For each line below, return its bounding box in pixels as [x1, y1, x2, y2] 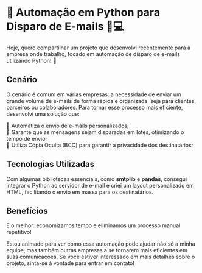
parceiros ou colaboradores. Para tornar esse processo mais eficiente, [6, 104, 183, 111]
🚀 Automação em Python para [6, 5, 160, 19]
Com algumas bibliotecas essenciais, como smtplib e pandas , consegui [6, 175, 187, 182]
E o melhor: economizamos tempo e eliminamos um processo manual [6, 222, 181, 229]
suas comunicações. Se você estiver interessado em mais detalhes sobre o [6, 253, 195, 261]
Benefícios [6, 205, 48, 216]
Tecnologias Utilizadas [6, 159, 95, 169]
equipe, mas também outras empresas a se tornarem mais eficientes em [6, 247, 187, 254]
